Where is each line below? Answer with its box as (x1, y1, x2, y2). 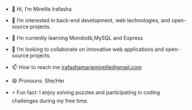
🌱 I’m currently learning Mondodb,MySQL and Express (11, 35, 143, 41)
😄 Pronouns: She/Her (11, 77, 65, 84)
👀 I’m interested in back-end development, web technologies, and (11, 17, 171, 23)
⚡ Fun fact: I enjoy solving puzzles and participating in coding (11, 89, 160, 96)
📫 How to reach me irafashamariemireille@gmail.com (11, 64, 142, 70)
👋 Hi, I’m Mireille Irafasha (11, 6, 72, 12)
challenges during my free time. (11, 97, 89, 104)
